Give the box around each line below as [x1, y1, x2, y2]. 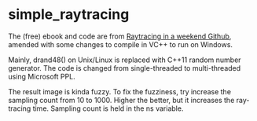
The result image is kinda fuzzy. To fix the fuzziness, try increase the [8, 86, 232, 96]
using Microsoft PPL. [8, 71, 76, 81]
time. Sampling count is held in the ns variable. [32, 104, 184, 113]
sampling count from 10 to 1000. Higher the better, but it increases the [8, 95, 235, 104]
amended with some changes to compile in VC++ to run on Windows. [8, 39, 233, 49]
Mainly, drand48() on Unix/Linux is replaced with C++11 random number [8, 55, 241, 64]
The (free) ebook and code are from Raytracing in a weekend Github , [8, 31, 232, 41]
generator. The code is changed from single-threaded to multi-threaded [8, 63, 241, 72]
